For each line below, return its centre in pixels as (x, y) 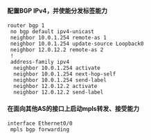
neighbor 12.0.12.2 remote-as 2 (57, 50)
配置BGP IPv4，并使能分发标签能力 (57, 10)
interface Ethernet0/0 (40, 124)
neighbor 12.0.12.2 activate (55, 87)
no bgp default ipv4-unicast (52, 32)
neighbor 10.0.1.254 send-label (60, 80)
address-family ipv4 (40, 62)
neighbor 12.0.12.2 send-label (59, 93)
